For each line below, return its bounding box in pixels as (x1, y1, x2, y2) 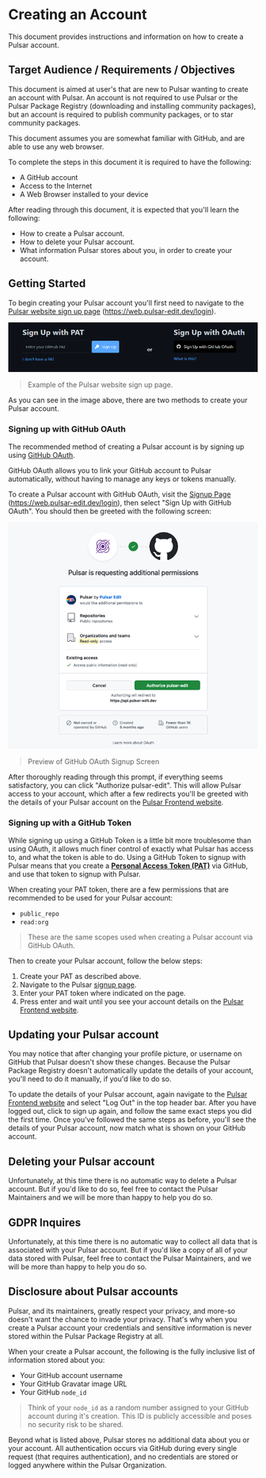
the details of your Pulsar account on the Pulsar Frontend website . (8, 797, 224, 807)
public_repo (19, 910, 59, 918)
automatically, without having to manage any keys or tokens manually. (8, 474, 237, 483)
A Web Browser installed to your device (19, 189, 149, 199)
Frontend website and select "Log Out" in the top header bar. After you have (8, 1098, 257, 1108)
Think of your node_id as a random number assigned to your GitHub (27, 1403, 249, 1412)
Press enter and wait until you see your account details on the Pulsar (19, 996, 244, 1006)
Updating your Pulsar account (8, 1028, 159, 1042)
